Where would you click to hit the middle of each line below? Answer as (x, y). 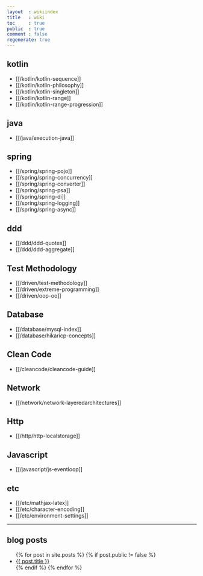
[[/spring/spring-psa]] (43, 190)
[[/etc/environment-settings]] (52, 515)
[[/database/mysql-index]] (48, 329)
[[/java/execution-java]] (45, 138)
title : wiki (26, 17)
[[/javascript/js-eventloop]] (49, 469)
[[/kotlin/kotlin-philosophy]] (49, 85)
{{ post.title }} (33, 561)
